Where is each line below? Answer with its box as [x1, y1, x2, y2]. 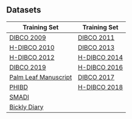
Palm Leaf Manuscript [9, 73, 72, 81]
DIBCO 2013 [78, 43, 115, 51]
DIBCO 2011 [78, 33, 115, 41]
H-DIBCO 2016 [78, 63, 123, 71]
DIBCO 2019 [9, 63, 47, 71]
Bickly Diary [9, 103, 44, 111]
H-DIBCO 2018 [78, 82, 123, 91]
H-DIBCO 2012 [9, 53, 55, 62]
